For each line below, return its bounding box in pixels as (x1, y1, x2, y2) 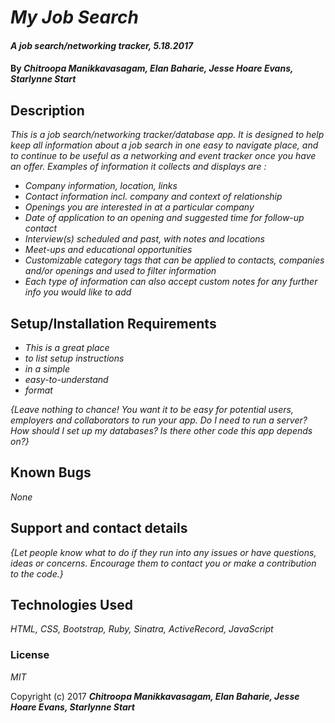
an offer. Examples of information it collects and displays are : (10, 161, 267, 173)
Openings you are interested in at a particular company (24, 201, 255, 213)
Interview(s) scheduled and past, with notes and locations (24, 233, 265, 245)
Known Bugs (10, 464, 92, 481)
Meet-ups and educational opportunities (24, 244, 193, 256)
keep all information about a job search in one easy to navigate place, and (10, 139, 319, 151)
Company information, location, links (24, 180, 178, 192)
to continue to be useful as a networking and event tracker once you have (10, 150, 317, 162)
